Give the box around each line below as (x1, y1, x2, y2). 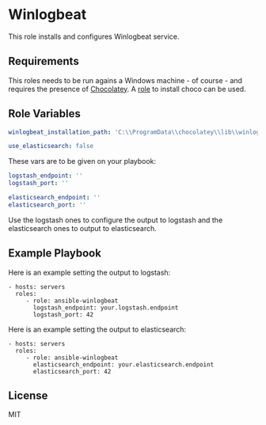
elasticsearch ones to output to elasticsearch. (8, 223, 157, 233)
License (8, 389, 48, 403)
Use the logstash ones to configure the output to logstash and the (8, 215, 223, 225)
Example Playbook (8, 247, 101, 260)
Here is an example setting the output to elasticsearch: (8, 324, 187, 334)
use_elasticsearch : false (8, 142, 93, 150)
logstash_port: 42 (32, 310, 93, 318)
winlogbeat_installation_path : (8, 128, 112, 136)
